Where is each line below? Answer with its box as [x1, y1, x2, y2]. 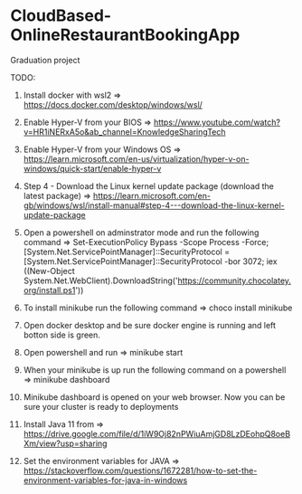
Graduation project [10, 54, 80, 65]
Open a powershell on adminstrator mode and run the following [23, 227, 260, 238]
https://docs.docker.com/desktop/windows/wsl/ [23, 99, 203, 109]
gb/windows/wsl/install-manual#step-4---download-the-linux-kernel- [23, 200, 286, 211]
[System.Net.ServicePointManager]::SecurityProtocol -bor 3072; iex [23, 255, 278, 267]
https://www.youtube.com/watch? [153, 117, 281, 128]
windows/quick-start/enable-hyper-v [23, 163, 162, 174]
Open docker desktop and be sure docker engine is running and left [23, 319, 277, 330]
